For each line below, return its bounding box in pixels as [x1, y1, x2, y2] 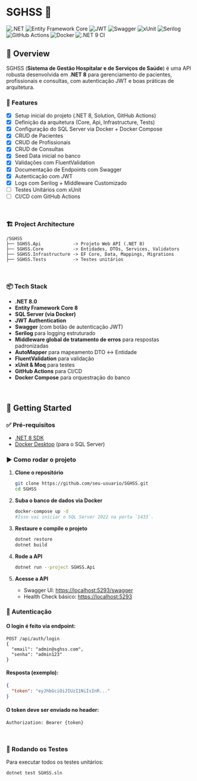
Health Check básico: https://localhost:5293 [23, 593, 133, 600]
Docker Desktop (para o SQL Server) [14, 441, 105, 448]
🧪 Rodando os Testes [6, 745, 68, 753]
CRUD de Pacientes [14, 132, 64, 140]
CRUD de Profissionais [14, 139, 71, 146]
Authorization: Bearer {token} [6, 720, 84, 726]
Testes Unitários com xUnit [14, 186, 82, 193]
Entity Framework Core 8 [14, 304, 79, 312]
